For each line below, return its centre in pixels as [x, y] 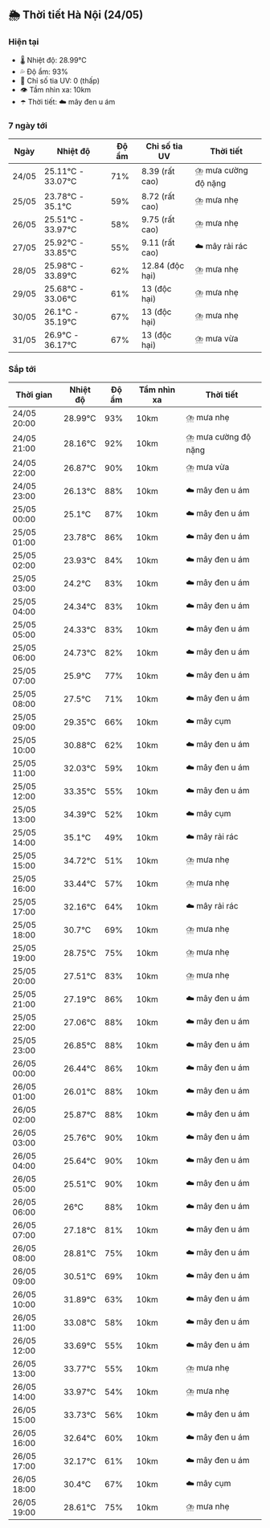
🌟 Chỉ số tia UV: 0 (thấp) [60, 80]
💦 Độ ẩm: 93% [44, 71]
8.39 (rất [158, 171]
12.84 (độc [163, 265]
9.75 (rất [158, 219]
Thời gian [34, 395]
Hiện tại [24, 42]
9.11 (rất [158, 243]
